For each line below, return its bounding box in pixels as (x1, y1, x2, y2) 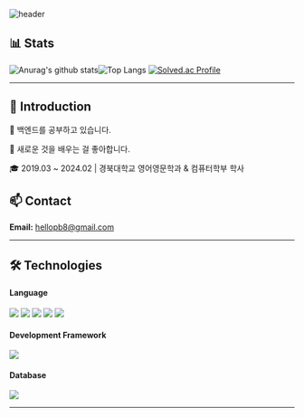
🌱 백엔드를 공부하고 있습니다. (9, 124, 111, 135)
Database (9, 369, 47, 380)
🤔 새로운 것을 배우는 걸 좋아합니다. (9, 143, 131, 154)
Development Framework (9, 329, 107, 340)
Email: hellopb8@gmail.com (9, 222, 115, 232)
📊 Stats (9, 36, 55, 52)
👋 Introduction (9, 100, 92, 115)
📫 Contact (9, 194, 72, 209)
